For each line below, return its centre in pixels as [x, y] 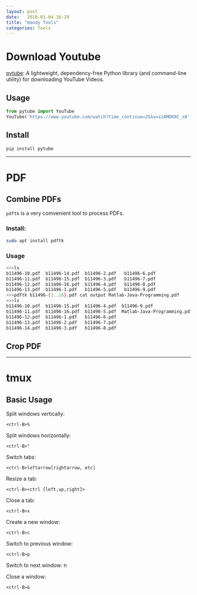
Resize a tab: [22, 479]
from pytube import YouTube [40, 111]
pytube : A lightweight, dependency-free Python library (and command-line [96, 73]
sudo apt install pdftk [35, 241]
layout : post [22, 11]
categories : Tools [28, 28]
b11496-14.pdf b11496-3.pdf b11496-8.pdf [61, 328]
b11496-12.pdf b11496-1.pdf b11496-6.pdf [61, 317]
